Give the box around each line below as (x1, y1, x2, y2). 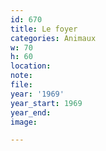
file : (10, 80, 33, 90)
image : (10, 117, 38, 127)
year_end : (10, 107, 52, 118)
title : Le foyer (10, 24, 78, 34)
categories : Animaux (10, 33, 97, 43)
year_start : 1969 (10, 98, 83, 108)
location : (10, 61, 52, 71)
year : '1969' (10, 89, 65, 99)
